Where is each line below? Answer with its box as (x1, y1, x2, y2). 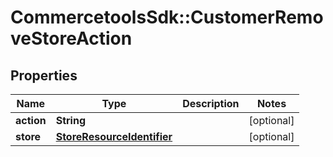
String (55, 114, 86, 127)
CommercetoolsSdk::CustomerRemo (10, 6, 324, 29)
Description (182, 97, 240, 110)
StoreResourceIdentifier (55, 130, 173, 143)
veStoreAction (10, 27, 133, 50)
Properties (10, 67, 78, 84)
